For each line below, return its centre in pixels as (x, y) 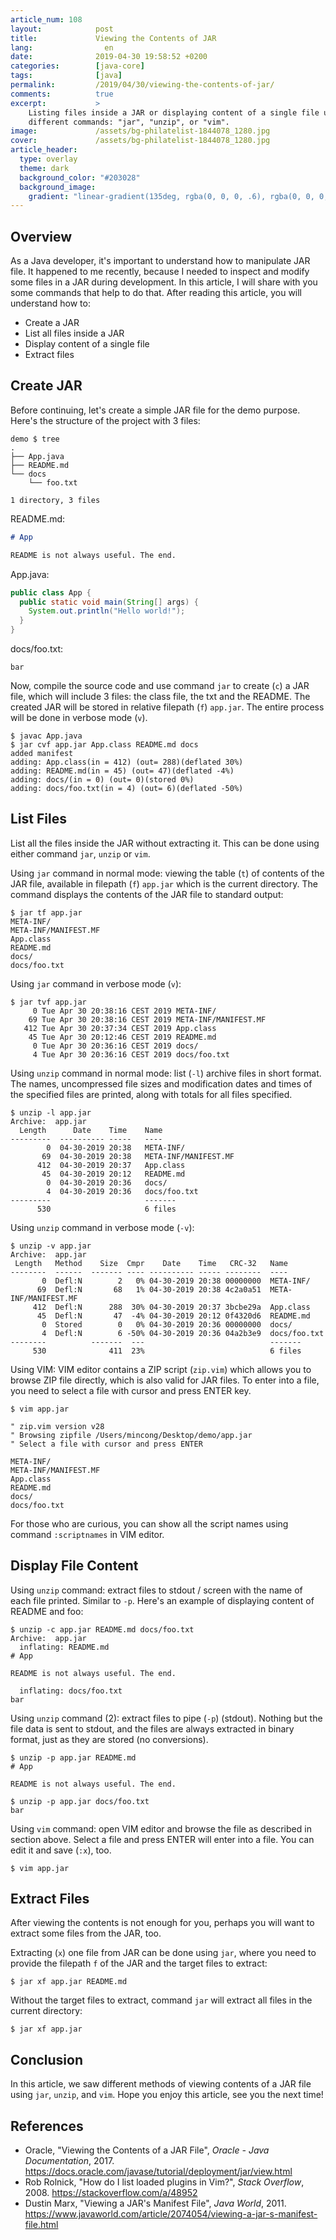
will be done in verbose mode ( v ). (79, 717)
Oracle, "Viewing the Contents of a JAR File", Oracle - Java (147, 2150)
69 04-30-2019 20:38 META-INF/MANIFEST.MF (138, 1156)
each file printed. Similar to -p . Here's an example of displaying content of (162, 1600)
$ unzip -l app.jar (51, 1112)
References (47, 2126)
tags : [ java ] (66, 76)
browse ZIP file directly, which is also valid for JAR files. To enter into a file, (165, 1380)
